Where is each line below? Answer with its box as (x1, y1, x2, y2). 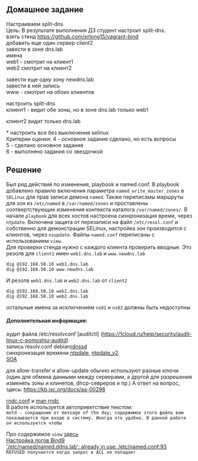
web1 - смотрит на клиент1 (6, 58, 74, 65)
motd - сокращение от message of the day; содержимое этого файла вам (6, 410, 184, 415)
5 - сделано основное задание (6, 141, 84, 148)
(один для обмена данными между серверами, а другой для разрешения (6, 373, 192, 380)
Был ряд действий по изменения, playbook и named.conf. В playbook (6, 180, 180, 188)
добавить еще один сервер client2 (6, 39, 93, 46)
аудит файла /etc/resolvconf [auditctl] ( (6, 330, 103, 337)
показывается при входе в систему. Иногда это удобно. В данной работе (6, 415, 186, 421)
